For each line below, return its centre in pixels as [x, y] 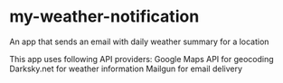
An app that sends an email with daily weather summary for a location [139, 41]
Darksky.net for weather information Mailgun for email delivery [126, 69]
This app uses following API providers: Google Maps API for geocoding [141, 59]
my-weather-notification [104, 17]
